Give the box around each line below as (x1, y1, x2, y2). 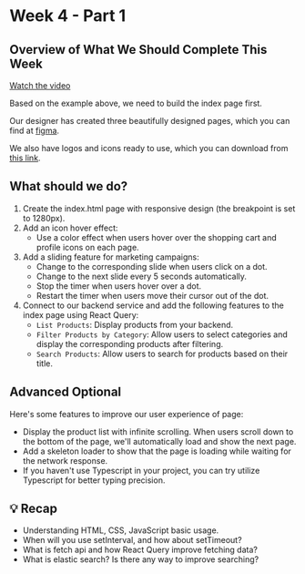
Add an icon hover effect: (22, 222, 118, 233)
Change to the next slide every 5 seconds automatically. (36, 271, 248, 282)
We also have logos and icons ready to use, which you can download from (9, 143, 289, 153)
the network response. (22, 455, 108, 466)
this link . (9, 152, 41, 163)
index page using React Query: (22, 309, 139, 320)
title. (36, 357, 53, 369)
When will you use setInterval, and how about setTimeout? (22, 535, 243, 546)
